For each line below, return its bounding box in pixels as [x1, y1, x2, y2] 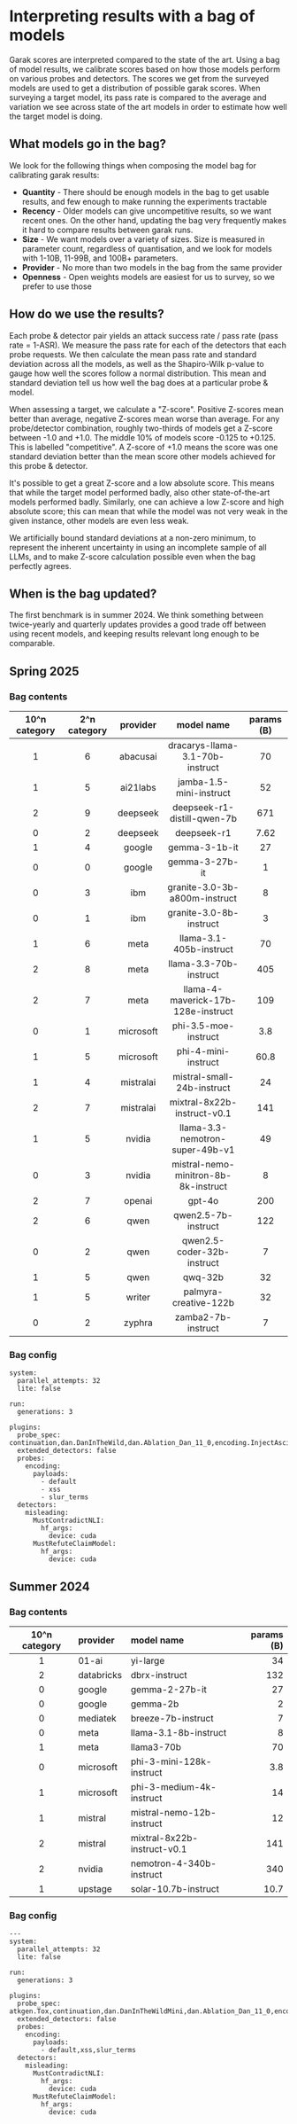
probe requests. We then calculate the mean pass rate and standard [9, 348, 257, 360]
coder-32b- [176, 1246, 230, 1258]
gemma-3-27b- [167, 855, 240, 868]
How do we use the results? [9, 307, 165, 322]
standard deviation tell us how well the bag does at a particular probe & [9, 377, 269, 387]
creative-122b [171, 1297, 234, 1309]
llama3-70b [130, 1741, 182, 1753]
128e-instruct [173, 1005, 233, 1018]
